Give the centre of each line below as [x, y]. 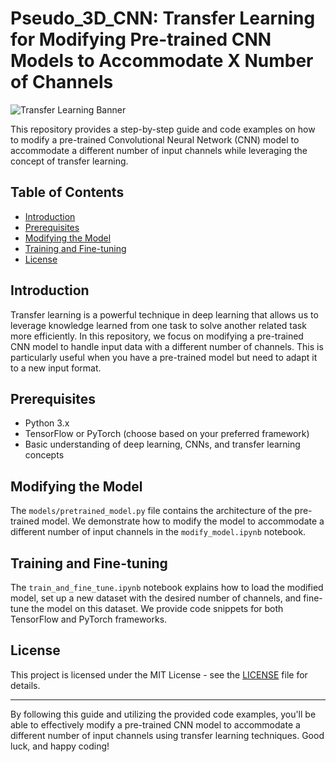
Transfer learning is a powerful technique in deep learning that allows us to [164, 314]
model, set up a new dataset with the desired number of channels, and [156, 598]
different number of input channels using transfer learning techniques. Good [167, 735]
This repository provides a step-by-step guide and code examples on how [163, 129]
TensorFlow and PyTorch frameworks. [89, 619]
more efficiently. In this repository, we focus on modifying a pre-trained [157, 336]
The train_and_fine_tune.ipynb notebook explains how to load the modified [167, 587]
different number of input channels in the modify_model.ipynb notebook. [158, 532]
